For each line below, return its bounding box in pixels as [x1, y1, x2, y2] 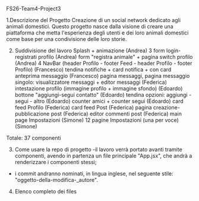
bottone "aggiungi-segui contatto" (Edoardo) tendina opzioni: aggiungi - [14, 92, 192, 98]
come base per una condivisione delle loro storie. [6, 36, 127, 42]
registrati [14, 54, 37, 60]
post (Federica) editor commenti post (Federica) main [50, 110, 182, 117]
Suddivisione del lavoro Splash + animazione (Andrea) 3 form [14, 47, 165, 54]
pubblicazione [14, 110, 50, 117]
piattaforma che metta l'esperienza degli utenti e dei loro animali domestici [6, 29, 189, 36]
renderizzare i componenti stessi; [14, 159, 97, 165]
